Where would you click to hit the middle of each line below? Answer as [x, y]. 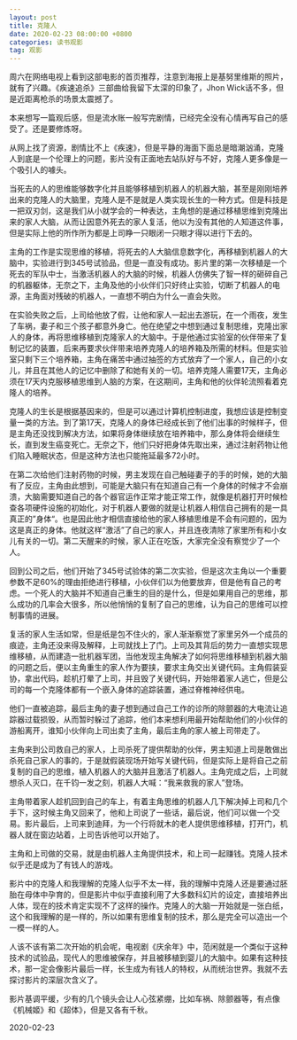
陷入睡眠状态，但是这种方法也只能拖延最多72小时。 [110, 456]
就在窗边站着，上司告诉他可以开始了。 [94, 835]
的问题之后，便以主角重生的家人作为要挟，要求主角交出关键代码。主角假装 [145, 668]
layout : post [33, 17]
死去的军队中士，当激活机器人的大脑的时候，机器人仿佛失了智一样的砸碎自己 [148, 274]
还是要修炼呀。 [59, 129]
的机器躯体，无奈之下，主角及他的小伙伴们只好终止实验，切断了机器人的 [141, 285]
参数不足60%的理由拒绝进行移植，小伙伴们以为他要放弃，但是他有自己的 [142, 583]
